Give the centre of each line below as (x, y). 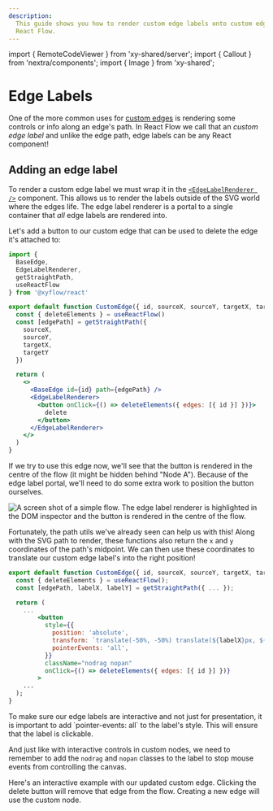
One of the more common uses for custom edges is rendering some (122, 118)
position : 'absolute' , (90, 633)
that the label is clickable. (51, 734)
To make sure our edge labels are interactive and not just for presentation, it (135, 716)
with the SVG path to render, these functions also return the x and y (121, 541)
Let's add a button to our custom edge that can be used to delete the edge (133, 231)
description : (30, 16)
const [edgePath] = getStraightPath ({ (82, 322)
